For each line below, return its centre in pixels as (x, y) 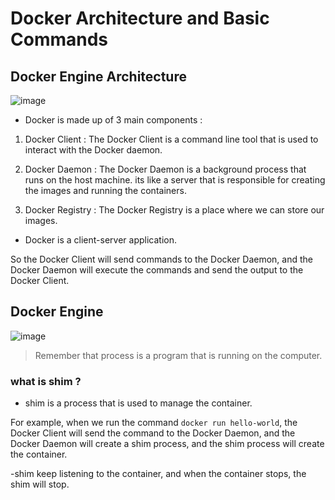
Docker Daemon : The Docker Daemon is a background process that (165, 169)
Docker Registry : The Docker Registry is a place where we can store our (174, 210)
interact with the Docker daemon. (93, 150)
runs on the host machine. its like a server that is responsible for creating (175, 180)
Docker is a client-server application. (100, 240)
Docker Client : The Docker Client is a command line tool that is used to (171, 139)
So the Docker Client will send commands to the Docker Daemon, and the (161, 259)
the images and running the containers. (105, 190)
